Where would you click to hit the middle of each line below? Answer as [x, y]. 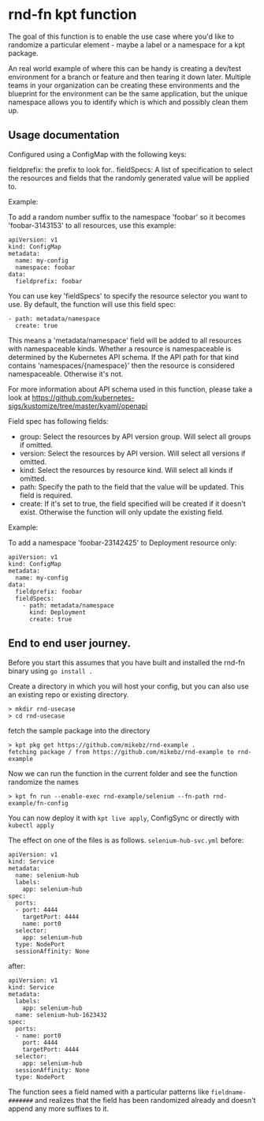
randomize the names [43, 782]
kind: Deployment [58, 612]
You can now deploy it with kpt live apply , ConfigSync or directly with [124, 818]
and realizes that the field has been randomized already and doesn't [145, 1100]
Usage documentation [64, 135]
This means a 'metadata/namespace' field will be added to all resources [125, 340]
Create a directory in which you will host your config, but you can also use [129, 686]
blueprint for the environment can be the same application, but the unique [128, 93]
